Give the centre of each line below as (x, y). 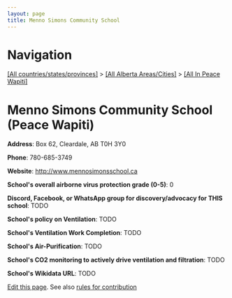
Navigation (39, 55)
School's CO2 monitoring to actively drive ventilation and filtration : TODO (116, 260)
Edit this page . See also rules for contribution (72, 287)
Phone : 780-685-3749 (40, 157)
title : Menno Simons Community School (64, 20)
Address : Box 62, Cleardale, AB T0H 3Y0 (67, 144)
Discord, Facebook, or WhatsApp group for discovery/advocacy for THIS (115, 198)
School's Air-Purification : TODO (55, 246)
